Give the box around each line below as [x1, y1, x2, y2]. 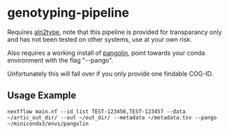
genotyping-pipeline [7, 5, 130, 21]
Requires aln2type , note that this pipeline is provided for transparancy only [7, 28, 222, 36]
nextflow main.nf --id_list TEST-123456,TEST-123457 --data [7, 108, 186, 115]
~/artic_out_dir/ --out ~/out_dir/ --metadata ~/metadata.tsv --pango [7, 114, 217, 121]
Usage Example [7, 90, 77, 101]
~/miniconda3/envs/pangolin [7, 120, 89, 127]
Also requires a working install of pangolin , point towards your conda [7, 49, 205, 57]
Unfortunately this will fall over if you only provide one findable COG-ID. [7, 69, 214, 78]
